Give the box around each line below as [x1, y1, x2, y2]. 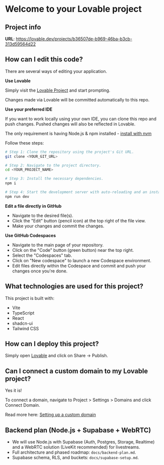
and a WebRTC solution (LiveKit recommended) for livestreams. [12, 444, 141, 450]
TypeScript [12, 310, 35, 316]
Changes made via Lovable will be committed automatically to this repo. [5, 97, 150, 102]
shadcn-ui [12, 320, 33, 326]
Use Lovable [5, 77, 31, 84]
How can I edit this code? [5, 55, 83, 64]
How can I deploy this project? [5, 340, 99, 348]
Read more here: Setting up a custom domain [5, 412, 96, 417]
